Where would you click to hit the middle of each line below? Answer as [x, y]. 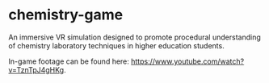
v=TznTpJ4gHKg [36, 69]
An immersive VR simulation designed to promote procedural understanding [134, 37]
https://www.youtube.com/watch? [187, 61]
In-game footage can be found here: [69, 61]
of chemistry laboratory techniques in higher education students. [116, 45]
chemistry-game [66, 15]
